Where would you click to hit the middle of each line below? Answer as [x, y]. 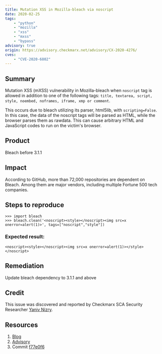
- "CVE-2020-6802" [32, 59]
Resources [22, 325]
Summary [20, 79]
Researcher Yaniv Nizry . [29, 310]
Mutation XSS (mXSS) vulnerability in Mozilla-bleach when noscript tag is [79, 91]
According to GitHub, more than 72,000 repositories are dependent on [75, 179]
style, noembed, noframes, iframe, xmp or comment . [58, 101]
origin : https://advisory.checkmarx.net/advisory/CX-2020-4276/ [71, 50]
